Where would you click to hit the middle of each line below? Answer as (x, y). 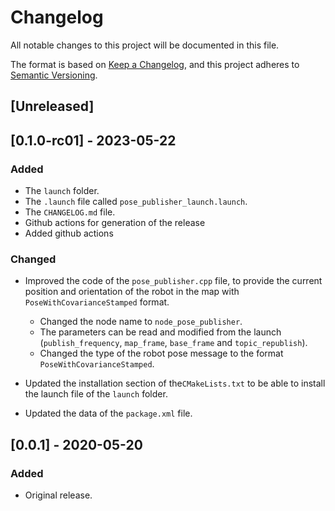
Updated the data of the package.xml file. (108, 413)
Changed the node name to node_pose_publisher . (141, 322)
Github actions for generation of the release (115, 223)
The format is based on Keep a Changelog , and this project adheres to (155, 64)
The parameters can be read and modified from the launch (160, 332)
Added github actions (69, 233)
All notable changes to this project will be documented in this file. (145, 45)
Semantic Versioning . (54, 75)
